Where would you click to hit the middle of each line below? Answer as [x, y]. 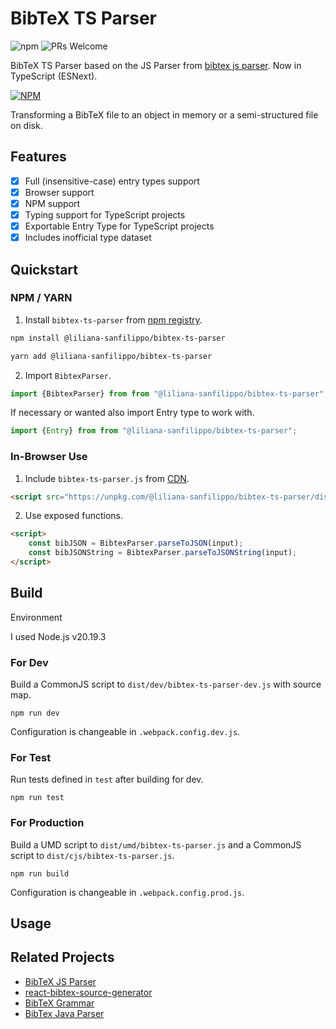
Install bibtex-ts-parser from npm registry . [113, 319]
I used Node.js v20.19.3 [58, 636]
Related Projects [62, 957]
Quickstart [44, 269]
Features [38, 157]
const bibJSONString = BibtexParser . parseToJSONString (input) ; [163, 553]
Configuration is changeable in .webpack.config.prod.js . [127, 892]
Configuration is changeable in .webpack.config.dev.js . [125, 732]
